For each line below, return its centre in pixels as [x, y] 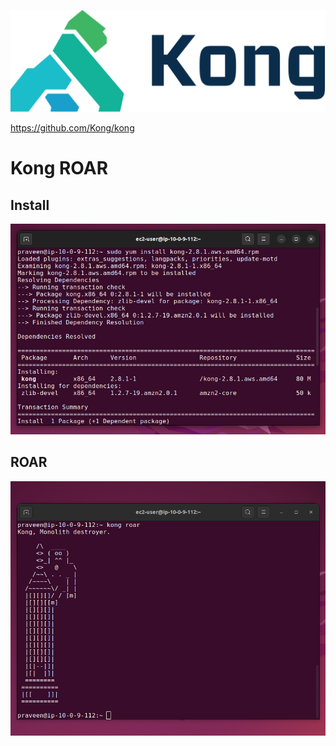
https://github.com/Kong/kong [72, 128]
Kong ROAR [59, 168]
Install [30, 205]
